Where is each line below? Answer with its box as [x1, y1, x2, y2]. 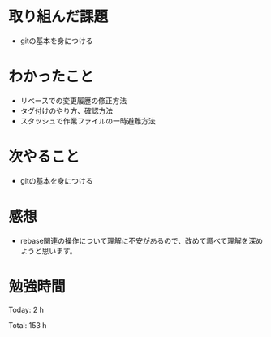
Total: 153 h [8, 320, 47, 330]
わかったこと [8, 67, 95, 86]
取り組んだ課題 [8, 7, 109, 26]
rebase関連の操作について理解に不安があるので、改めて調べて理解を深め [19, 235, 264, 245]
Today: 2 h [8, 305, 45, 314]
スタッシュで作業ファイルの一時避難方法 [19, 115, 156, 126]
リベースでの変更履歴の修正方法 [19, 95, 127, 106]
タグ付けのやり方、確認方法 [19, 106, 114, 115]
